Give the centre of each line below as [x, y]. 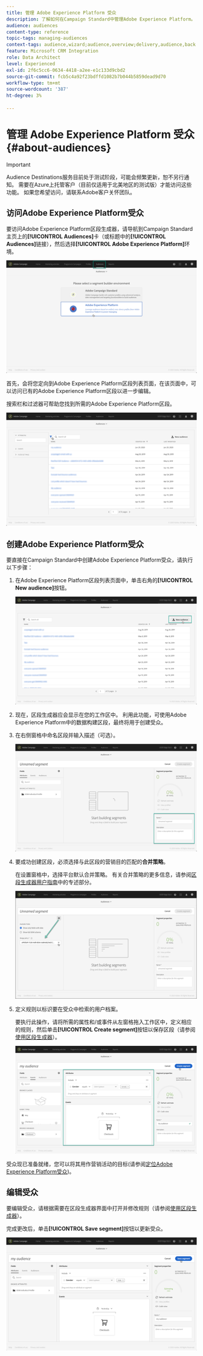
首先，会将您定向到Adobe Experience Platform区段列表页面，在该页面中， [99, 383]
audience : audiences [32, 25]
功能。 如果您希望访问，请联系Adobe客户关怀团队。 [71, 192]
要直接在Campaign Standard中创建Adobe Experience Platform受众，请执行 [100, 560]
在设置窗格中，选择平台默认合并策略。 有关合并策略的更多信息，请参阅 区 [106, 875]
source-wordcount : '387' [37, 89]
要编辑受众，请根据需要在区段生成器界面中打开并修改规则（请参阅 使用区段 [99, 1208]
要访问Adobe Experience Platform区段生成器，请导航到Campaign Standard [100, 229]
